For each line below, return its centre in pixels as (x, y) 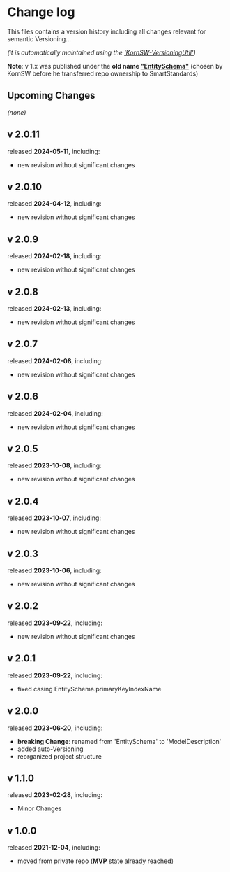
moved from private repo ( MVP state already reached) (95, 861)
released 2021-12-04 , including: (54, 848)
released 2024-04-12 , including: (55, 204)
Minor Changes (39, 808)
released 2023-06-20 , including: (55, 728)
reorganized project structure (60, 756)
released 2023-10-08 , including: (55, 465)
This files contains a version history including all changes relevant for (107, 31)
